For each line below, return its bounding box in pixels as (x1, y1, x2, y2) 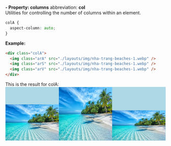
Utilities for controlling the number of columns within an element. (5, 10, 141, 16)
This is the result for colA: (5, 81, 60, 87)
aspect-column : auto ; (10, 25, 56, 31)
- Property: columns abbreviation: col (5, 5, 85, 10)
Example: (5, 40, 26, 46)
